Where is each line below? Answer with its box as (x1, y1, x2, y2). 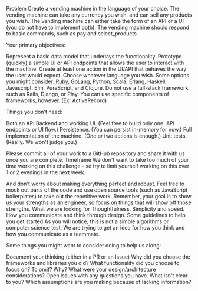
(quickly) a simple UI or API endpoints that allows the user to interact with (6, 59, 184, 66)
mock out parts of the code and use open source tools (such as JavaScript (6, 187, 188, 194)
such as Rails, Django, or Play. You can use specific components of (6, 91, 170, 97)
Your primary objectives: (6, 41, 66, 48)
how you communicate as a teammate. (6, 230, 100, 237)
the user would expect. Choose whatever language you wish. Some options (6, 72, 190, 79)
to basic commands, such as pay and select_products (6, 30, 137, 37)
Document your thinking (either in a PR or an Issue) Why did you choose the (6, 253, 190, 260)
